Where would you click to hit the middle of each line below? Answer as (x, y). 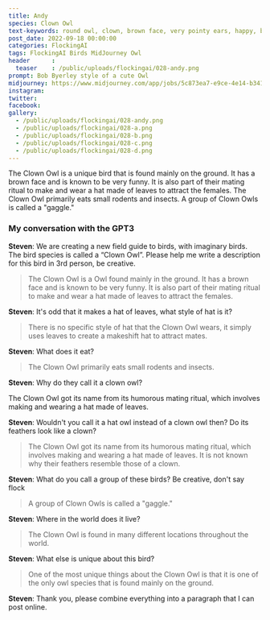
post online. (28, 607)
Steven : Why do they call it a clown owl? (76, 382)
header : (32, 61)
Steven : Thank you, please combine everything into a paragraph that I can (131, 598)
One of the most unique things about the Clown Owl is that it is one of (143, 574)
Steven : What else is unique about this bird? (82, 558)
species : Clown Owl (41, 23)
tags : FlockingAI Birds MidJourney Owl (75, 53)
